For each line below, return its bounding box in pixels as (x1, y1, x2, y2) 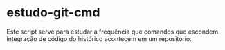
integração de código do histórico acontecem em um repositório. (6, 34, 192, 42)
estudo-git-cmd (6, 5, 100, 21)
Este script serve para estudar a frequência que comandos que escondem (6, 27, 219, 36)
